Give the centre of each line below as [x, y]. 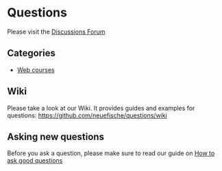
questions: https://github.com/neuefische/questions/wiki [87, 115]
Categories [32, 53]
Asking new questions [56, 136]
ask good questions [35, 161]
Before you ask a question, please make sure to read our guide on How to [111, 153]
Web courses [36, 69]
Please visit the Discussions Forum [56, 32]
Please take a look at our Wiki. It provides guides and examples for [101, 108]
